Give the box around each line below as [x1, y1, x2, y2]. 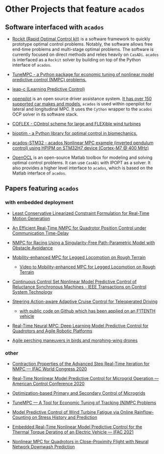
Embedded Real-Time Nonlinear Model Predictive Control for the [12, 424, 142, 429]
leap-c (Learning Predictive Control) [12, 86, 85, 92]
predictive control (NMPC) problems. [12, 77, 87, 82]
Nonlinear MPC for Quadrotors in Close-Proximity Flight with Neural [12, 438, 149, 444]
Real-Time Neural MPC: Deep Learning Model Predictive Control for [12, 323, 149, 328]
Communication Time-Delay [12, 230, 69, 236]
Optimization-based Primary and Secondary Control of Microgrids [12, 390, 145, 396]
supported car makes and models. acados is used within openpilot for [12, 101, 152, 106]
